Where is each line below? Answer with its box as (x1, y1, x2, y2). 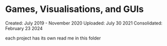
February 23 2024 (5, 25, 43, 31)
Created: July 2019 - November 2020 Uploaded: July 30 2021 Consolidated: (5, 20, 163, 26)
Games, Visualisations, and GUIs (5, 3, 144, 15)
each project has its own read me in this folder (5, 35, 101, 41)
